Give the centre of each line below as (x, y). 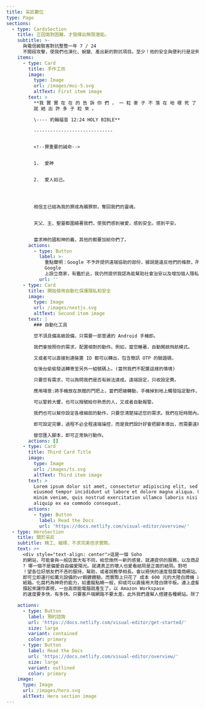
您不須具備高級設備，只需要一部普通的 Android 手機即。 (96, 336)
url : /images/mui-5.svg (64, 86)
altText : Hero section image (59, 696)
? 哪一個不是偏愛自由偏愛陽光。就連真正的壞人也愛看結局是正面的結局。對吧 (105, 566)
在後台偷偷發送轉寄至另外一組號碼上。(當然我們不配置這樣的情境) (104, 369)
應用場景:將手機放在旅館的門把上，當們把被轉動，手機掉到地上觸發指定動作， (117, 391)
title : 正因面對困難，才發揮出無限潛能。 (63, 35)
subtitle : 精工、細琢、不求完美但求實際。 (65, 543)
